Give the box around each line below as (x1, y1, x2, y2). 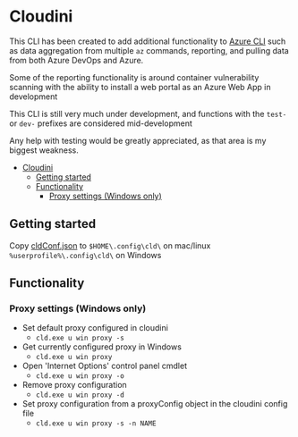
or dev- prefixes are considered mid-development (9, 118, 192, 129)
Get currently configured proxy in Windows (21, 341, 182, 352)
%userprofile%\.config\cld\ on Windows (9, 249, 162, 260)
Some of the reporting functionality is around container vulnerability (9, 71, 260, 82)
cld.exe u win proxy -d (35, 391, 125, 399)
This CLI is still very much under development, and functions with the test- (9, 108, 287, 119)
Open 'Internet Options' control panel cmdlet (21, 360, 188, 372)
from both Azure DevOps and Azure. (9, 55, 144, 65)
